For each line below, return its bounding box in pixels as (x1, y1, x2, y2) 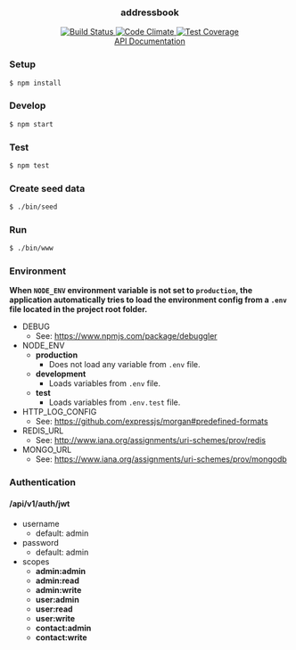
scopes (21, 555, 50, 567)
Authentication (9, 476, 76, 489)
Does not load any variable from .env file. (48, 359, 201, 370)
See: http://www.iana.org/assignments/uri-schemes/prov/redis (35, 435, 266, 446)
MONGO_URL (21, 444, 72, 456)
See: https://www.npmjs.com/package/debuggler (35, 331, 218, 341)
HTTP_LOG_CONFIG (21, 407, 97, 417)
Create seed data (9, 182, 86, 194)
